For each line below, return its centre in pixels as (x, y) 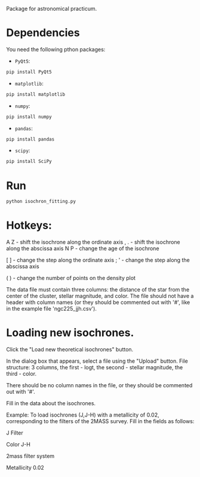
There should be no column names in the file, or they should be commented (99, 385)
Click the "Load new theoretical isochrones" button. (70, 349)
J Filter (15, 433)
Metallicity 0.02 (25, 467)
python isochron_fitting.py (41, 202)
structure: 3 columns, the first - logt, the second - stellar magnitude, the (95, 367)
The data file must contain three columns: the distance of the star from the (98, 290)
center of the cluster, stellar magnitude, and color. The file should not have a (100, 296)
